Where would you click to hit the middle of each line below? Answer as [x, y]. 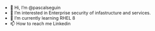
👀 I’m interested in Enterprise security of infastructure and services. [80, 13]
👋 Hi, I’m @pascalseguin [35, 8]
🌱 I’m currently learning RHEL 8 [43, 18]
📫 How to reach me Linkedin [40, 24]
